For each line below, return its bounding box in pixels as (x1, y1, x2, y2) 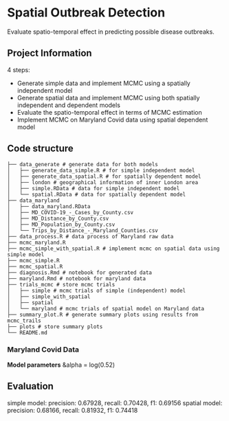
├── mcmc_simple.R (7, 257, 60, 264)
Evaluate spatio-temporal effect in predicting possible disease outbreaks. (7, 27, 215, 36)
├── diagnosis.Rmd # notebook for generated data (7, 269, 153, 276)
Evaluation (7, 380, 54, 392)
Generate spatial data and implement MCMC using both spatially (17, 93, 200, 102)
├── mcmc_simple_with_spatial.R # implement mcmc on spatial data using (7, 245, 220, 252)
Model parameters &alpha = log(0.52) (7, 361, 116, 369)
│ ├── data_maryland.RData (7, 203, 91, 210)
